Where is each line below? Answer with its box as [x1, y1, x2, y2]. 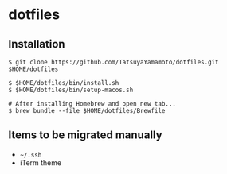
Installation [8, 37, 65, 51]
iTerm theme [19, 157, 62, 168]
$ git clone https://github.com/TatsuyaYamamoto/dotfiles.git [8, 58, 219, 66]
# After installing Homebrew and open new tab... [8, 100, 177, 108]
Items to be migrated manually [8, 129, 162, 142]
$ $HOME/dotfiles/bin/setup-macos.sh [8, 86, 134, 94]
